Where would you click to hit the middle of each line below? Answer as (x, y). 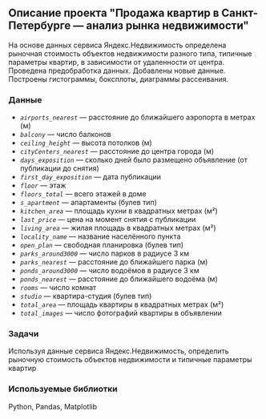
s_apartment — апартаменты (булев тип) (89, 203)
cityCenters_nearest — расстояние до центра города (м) (117, 151)
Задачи (24, 334)
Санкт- (240, 13)
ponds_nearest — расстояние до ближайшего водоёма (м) (119, 279)
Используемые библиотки (63, 389)
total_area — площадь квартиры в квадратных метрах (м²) (122, 304)
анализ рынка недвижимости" (168, 26)
